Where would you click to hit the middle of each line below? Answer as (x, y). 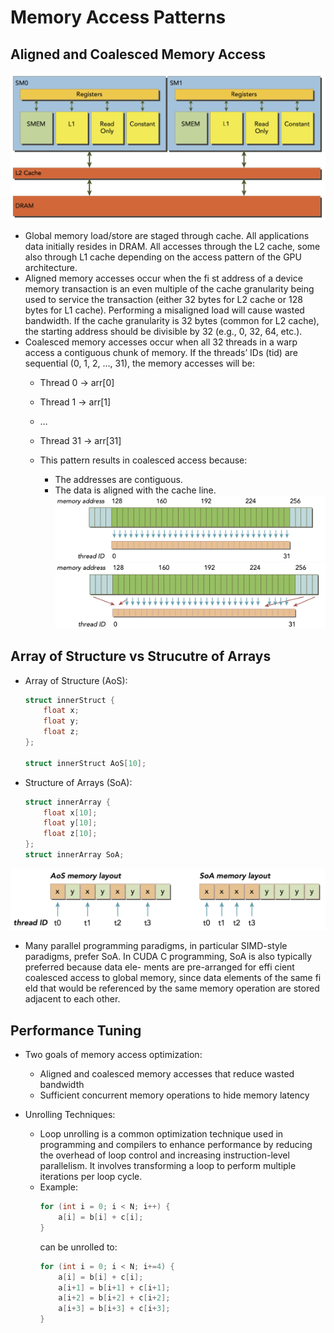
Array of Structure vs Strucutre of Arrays (141, 656)
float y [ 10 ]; (70, 823)
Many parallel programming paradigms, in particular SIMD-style (156, 946)
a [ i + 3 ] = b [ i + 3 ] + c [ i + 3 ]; (114, 1309)
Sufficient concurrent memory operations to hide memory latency (174, 1095)
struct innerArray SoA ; (74, 855)
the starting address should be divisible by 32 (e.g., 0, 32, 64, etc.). (163, 331)
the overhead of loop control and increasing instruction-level (164, 1155)
